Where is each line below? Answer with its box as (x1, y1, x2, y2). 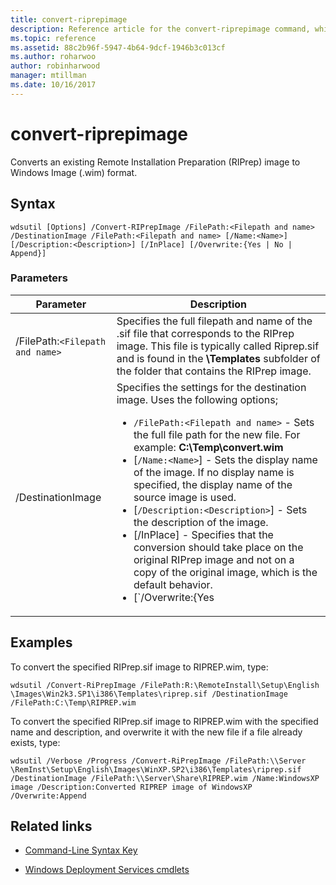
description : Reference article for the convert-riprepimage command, (10, 24, 311, 34)
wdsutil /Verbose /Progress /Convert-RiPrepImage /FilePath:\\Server (10, 756, 307, 766)
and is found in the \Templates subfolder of (116, 351, 321, 365)
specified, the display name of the (133, 477, 293, 491)
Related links (10, 818, 93, 835)
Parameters (10, 271, 68, 285)
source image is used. (133, 490, 237, 504)
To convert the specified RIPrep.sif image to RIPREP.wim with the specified (10, 715, 319, 727)
